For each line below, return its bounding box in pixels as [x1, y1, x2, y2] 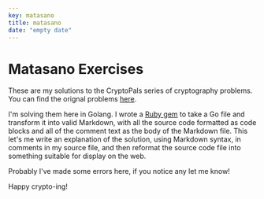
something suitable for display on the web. [8, 151, 147, 161]
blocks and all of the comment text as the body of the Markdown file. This [8, 127, 248, 136]
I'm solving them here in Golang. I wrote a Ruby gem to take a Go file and [8, 109, 246, 119]
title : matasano [8, 19, 61, 27]
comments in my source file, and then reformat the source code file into [8, 143, 242, 153]
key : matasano [8, 11, 55, 20]
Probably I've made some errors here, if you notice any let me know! [8, 167, 230, 176]
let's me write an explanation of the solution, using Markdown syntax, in [8, 135, 242, 144]
